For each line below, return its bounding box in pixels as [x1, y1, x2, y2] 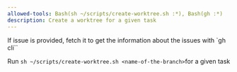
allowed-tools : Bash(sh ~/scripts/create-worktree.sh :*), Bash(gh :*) [7, 10, 223, 17]
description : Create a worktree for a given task [7, 17, 157, 24]
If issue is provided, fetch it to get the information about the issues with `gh [7, 36, 226, 44]
